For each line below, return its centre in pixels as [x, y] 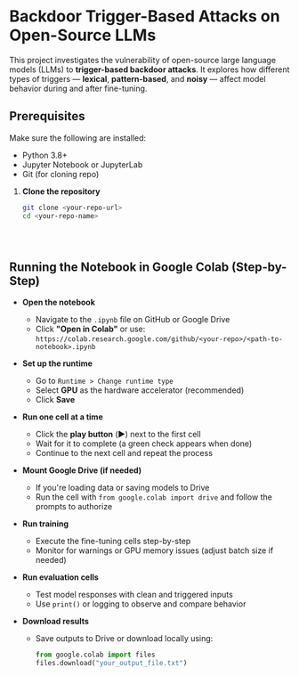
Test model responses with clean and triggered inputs [134, 595]
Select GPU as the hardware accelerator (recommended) [140, 390]
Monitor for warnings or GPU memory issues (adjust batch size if [154, 550]
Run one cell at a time [63, 417]
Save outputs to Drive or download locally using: [124, 639]
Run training [45, 524]
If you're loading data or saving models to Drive [122, 488]
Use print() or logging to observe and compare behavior [141, 604]
